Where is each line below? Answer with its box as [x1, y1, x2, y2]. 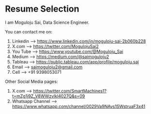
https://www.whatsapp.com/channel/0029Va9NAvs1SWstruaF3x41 [12, 103, 146, 109]
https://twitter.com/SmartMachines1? [33, 88, 107, 94]
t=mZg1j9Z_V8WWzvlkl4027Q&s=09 [12, 93, 85, 99]
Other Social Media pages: [5, 79, 58, 84]
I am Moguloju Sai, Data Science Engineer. [5, 19, 90, 25]
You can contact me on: [5, 29, 52, 34]
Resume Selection [5, 3, 79, 15]
